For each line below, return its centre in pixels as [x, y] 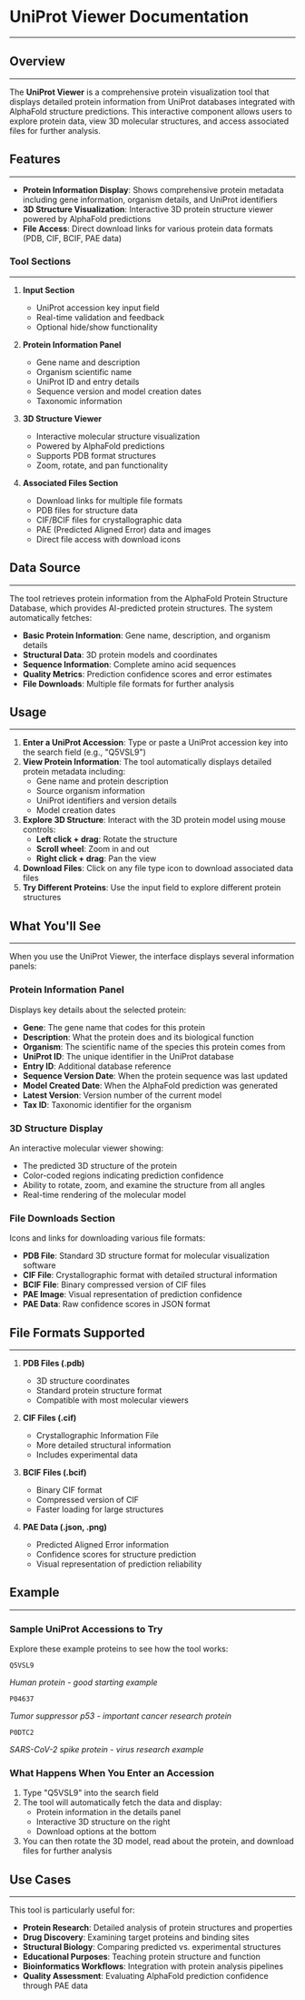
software [39, 1265]
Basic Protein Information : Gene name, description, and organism [146, 635]
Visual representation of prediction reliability [119, 1564]
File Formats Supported [77, 1332]
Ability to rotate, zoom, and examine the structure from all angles [144, 1184]
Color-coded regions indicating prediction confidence [123, 1175]
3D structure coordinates [83, 1381]
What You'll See [55, 926]
